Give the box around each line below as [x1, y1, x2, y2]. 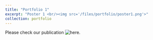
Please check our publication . [5, 30, 81, 36]
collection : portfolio [5, 16, 52, 21]
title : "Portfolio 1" [5, 7, 50, 12]
